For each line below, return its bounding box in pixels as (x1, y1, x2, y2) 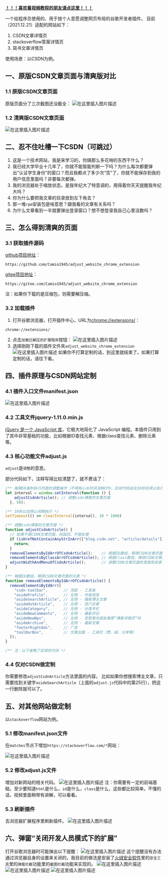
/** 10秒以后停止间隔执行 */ (5, 509, 59, 514)
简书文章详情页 (12, 45, 43, 51)
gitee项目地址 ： (5, 271, 37, 278)
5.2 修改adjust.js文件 (5, 767, 56, 774)
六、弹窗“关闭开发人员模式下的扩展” (5, 834, 117, 843)
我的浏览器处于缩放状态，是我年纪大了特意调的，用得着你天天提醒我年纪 (12, 182, 161, 188)
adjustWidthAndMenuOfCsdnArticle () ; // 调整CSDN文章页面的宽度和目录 (9, 560, 162, 565)
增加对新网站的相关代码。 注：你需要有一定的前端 (5, 779, 153, 785)
